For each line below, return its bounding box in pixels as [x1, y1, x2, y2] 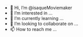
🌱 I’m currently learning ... [10, 15, 64, 21]
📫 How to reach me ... [10, 26, 57, 32]
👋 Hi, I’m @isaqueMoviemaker [10, 5, 72, 10]
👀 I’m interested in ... [10, 10, 53, 16]
